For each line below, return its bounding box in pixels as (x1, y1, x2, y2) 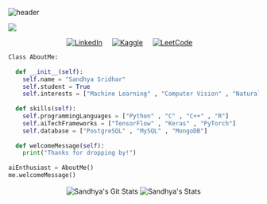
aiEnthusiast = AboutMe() (8, 164, 94, 172)
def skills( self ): (15, 105, 77, 113)
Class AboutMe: (8, 53, 59, 61)
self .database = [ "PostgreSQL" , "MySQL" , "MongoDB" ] (22, 127, 208, 135)
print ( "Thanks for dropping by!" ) (22, 149, 137, 157)
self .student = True (22, 83, 91, 90)
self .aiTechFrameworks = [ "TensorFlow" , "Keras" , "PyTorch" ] (22, 119, 237, 127)
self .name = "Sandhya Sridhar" (22, 75, 126, 83)
